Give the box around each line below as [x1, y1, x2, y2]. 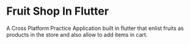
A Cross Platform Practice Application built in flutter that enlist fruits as [6, 24, 185, 32]
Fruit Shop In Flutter [6, 4, 109, 18]
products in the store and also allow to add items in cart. [6, 31, 148, 38]
